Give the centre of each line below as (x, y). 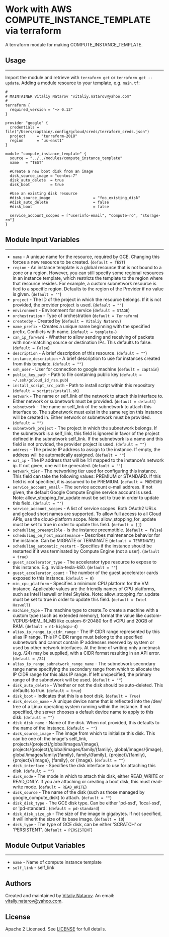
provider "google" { (27, 123)
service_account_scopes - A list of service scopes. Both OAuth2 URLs (84, 508)
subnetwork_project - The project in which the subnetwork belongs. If (85, 428)
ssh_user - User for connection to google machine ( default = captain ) (86, 369)
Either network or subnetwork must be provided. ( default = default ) (84, 401)
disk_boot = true (37, 184)
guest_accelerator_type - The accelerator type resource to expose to (84, 562)
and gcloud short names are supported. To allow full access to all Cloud (87, 514)
